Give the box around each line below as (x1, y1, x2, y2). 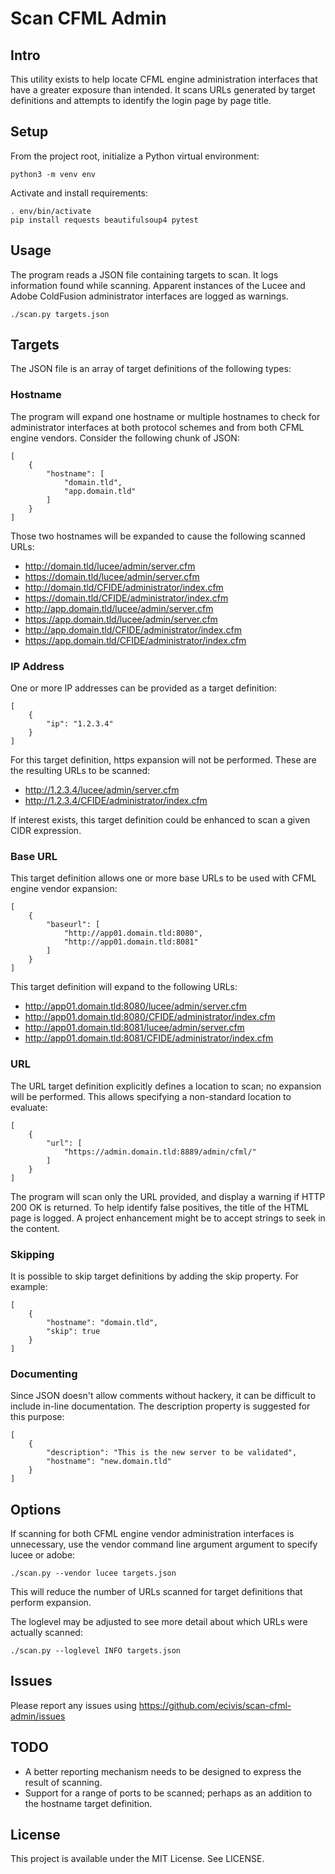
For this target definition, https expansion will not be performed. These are (10, 754, 317, 766)
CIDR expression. (10, 825, 82, 837)
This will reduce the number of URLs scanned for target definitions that (10, 1586, 303, 1598)
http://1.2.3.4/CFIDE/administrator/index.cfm (24, 795, 208, 807)
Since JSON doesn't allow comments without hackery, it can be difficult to (10, 1390, 317, 1402)
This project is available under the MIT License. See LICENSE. (10, 1853, 265, 1865)
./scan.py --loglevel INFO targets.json (10, 1646, 182, 1656)
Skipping (10, 1247, 55, 1261)
